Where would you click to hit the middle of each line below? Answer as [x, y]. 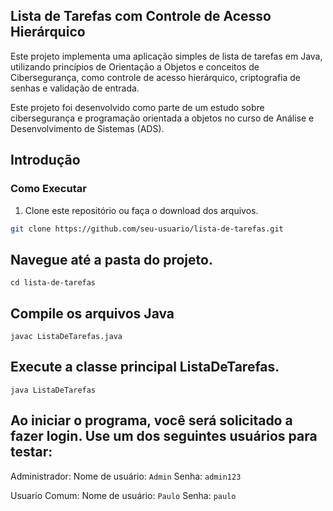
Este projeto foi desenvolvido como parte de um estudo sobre [137, 107]
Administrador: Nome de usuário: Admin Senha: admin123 [126, 476]
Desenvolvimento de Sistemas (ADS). [87, 128]
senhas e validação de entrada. [75, 88]
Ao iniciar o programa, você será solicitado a [151, 420]
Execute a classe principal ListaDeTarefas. [145, 367]
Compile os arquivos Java [92, 313]
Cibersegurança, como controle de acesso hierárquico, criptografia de [156, 77]
